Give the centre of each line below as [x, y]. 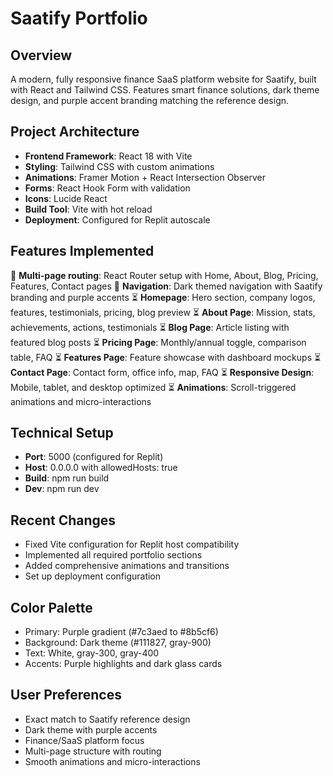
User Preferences [66, 695]
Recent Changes [63, 520]
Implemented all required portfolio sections [113, 555]
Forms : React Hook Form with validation [107, 188]
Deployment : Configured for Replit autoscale [117, 219]
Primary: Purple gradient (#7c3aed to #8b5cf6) [121, 632]
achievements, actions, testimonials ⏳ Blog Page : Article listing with [150, 327]
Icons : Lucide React [66, 198]
